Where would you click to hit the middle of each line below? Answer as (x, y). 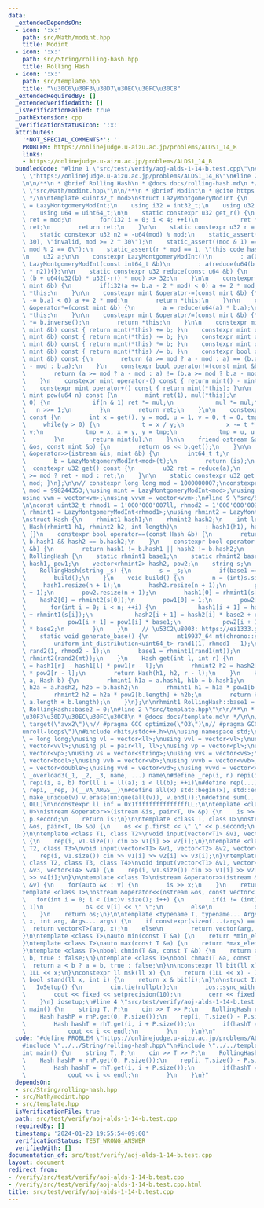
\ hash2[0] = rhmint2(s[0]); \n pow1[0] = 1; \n (117, 600)
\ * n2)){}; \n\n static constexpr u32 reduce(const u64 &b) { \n (135, 271)
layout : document (37, 1163)
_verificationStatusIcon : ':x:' (68, 125)
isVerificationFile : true (58, 1112)
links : (33, 154)
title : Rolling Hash (56, 67)
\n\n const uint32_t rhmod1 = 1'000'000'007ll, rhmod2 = (116, 505)
